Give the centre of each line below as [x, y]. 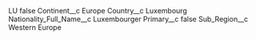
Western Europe [35, 27]
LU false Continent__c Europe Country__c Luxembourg [98, 11]
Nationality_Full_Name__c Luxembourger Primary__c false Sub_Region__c [128, 19]
